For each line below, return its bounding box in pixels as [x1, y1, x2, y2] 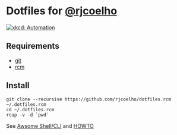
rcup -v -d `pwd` [6, 112, 49, 118]
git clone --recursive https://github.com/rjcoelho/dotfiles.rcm [6, 96, 171, 102]
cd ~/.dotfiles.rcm [6, 106, 55, 112]
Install [6, 80, 30, 90]
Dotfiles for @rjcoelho [6, 4, 118, 18]
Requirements [6, 41, 59, 51]
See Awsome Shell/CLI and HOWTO [6, 122, 94, 129]
